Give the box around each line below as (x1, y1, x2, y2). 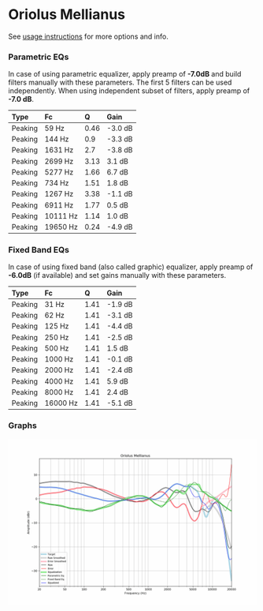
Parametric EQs (8, 51, 69, 62)
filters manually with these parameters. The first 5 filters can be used (8, 77, 232, 88)
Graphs (8, 420, 37, 431)
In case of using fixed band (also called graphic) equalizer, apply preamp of (8, 262, 254, 272)
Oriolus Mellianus (8, 6, 126, 24)
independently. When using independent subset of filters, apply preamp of (8, 86, 250, 96)
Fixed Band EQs (8, 244, 69, 255)
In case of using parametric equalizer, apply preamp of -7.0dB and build (8, 69, 242, 79)
